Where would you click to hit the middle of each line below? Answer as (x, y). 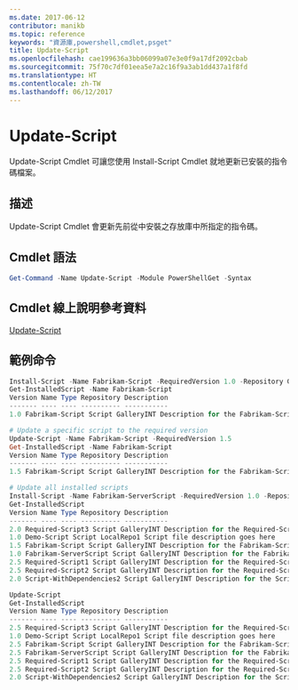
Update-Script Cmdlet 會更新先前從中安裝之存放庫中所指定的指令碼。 (136, 227)
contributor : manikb (47, 26)
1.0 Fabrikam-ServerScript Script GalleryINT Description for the (134, 554)
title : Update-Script (49, 51)
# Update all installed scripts (69, 488)
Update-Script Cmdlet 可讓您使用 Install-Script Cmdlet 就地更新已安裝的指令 (149, 162)
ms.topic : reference (47, 34)
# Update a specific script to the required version (109, 430)
